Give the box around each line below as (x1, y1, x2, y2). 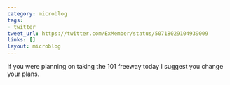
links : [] (7, 37, 36, 44)
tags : (7, 17, 23, 24)
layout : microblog (7, 43, 61, 50)
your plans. (7, 70, 40, 78)
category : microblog (7, 10, 68, 18)
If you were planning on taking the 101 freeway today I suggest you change (7, 63, 224, 70)
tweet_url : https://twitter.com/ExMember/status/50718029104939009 (7, 30, 209, 37)
